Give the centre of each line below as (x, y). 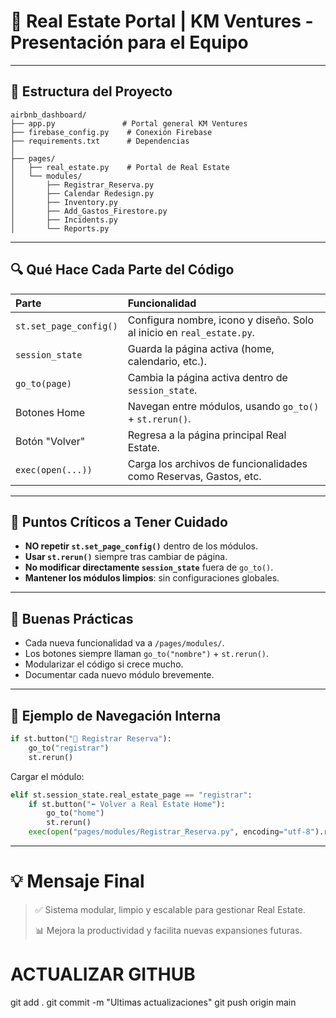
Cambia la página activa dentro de (207, 377)
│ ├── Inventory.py (64, 202)
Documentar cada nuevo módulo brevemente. (119, 675)
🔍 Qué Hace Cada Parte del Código (122, 270)
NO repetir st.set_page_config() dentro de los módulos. (141, 546)
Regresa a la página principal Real (207, 435)
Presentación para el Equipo (129, 42)
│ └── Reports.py (60, 228)
